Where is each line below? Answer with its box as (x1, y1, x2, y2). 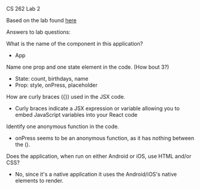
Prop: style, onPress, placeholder (14, 81, 98, 88)
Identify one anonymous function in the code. (6, 123, 119, 130)
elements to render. (14, 177, 64, 184)
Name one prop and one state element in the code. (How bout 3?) (6, 63, 170, 70)
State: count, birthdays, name (14, 75, 89, 82)
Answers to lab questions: (6, 28, 71, 36)
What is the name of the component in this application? (6, 40, 143, 47)
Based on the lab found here (6, 17, 77, 23)
